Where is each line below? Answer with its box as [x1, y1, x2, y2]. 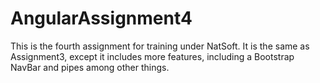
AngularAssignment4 [10, 7, 193, 30]
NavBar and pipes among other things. [10, 61, 170, 73]
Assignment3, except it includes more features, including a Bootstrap [10, 50, 295, 62]
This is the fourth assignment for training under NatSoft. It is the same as [10, 40, 310, 52]
